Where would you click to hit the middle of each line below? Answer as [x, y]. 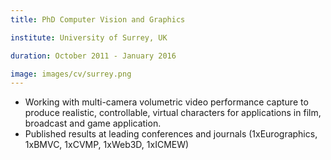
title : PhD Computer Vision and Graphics [98, 19]
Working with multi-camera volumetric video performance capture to [166, 102]
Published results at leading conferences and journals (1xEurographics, [171, 134]
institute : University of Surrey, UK [89, 37]
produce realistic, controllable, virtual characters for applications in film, [173, 113]
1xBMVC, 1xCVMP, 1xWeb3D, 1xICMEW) [107, 145]
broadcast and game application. [93, 123]
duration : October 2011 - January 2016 [93, 56]
